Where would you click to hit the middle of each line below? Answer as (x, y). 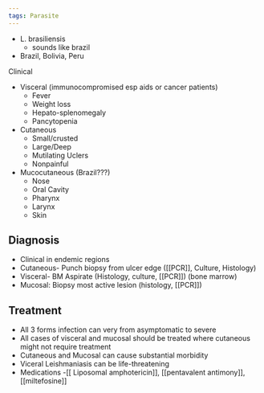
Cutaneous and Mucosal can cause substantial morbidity (114, 355)
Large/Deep (52, 146)
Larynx (43, 207)
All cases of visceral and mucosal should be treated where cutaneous (135, 338)
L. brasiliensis (43, 39)
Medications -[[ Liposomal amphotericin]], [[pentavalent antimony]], (132, 373)
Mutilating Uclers (60, 155)
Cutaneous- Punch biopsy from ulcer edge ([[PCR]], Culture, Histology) (138, 268)
